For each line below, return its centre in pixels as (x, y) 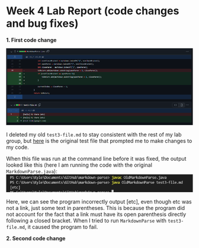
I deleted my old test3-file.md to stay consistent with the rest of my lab (94, 134)
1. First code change (31, 40)
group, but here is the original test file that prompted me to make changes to (99, 141)
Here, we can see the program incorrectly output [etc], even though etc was (99, 201)
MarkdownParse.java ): (32, 171)
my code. (18, 147)
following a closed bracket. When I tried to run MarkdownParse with (86, 220)
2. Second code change (36, 238)
